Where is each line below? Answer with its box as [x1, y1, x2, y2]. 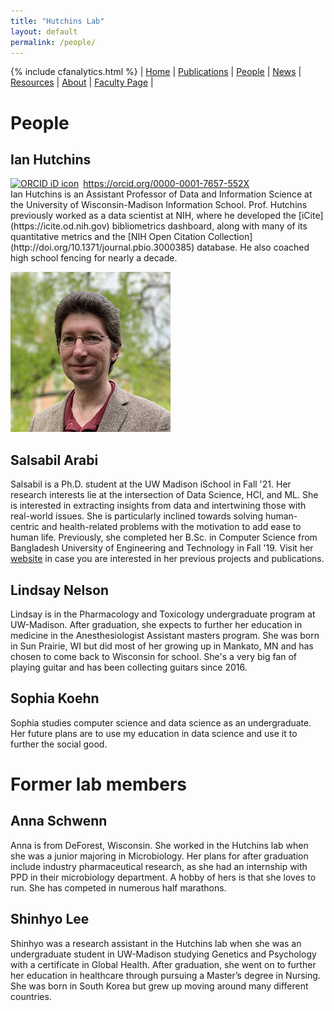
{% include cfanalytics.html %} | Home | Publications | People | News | [10, 66, 302, 78]
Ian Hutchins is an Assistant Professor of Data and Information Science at [10, 188, 313, 200]
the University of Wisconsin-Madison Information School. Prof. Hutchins [10, 199, 308, 211]
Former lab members [10, 773, 187, 795]
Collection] [207, 231, 253, 243]
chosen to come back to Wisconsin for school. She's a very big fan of [10, 651, 298, 662]
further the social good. [10, 738, 108, 750]
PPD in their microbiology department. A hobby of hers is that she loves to [10, 871, 317, 883]
